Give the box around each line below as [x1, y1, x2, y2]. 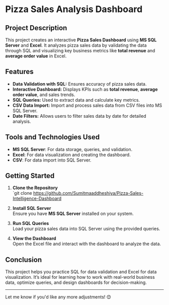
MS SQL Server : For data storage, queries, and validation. [12, 146, 132, 152]
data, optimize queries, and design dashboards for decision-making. [5, 279, 147, 285]
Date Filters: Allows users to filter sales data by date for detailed [12, 113, 146, 119]
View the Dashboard [12, 236, 56, 242]
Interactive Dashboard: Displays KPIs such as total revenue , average [12, 86, 158, 92]
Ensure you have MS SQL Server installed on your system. [12, 210, 134, 217]
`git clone [12, 190, 33, 196]
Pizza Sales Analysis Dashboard [5, 4, 143, 15]
